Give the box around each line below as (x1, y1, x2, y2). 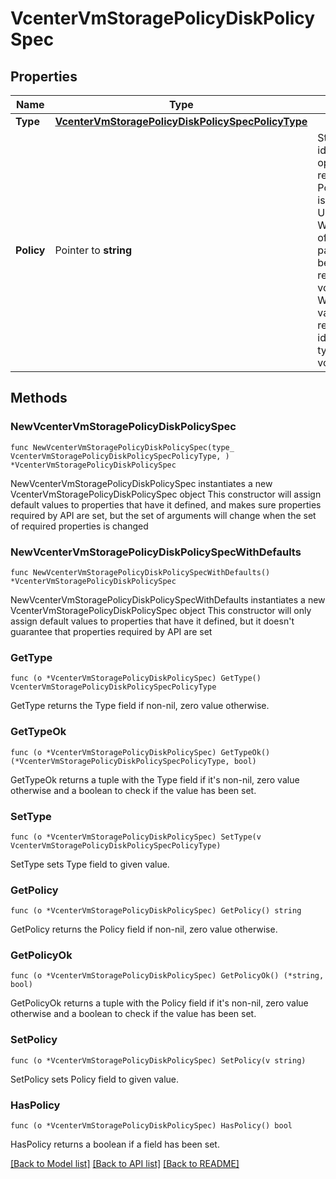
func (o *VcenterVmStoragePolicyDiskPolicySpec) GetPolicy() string (10, 906, 302, 916)
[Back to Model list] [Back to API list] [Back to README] (10, 1158, 240, 1170)
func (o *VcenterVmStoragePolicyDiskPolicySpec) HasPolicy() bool (10, 1121, 293, 1131)
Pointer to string (54, 243, 133, 257)
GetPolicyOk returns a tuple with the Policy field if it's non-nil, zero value (10, 997, 309, 1009)
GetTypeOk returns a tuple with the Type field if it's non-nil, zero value (10, 773, 300, 786)
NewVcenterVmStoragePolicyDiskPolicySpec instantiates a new (10, 477, 273, 489)
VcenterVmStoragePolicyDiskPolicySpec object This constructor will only (10, 604, 312, 616)
